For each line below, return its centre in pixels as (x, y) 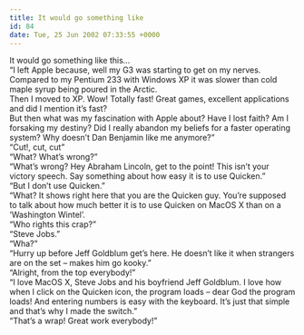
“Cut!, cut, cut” (37, 147)
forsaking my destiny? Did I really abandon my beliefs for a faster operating (150, 128)
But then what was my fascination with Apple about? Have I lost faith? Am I (149, 118)
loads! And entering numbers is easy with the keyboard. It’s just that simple (150, 301)
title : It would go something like (77, 18)
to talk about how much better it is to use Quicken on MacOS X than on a (145, 205)
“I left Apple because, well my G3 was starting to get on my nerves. (135, 70)
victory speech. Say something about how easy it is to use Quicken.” (137, 176)
